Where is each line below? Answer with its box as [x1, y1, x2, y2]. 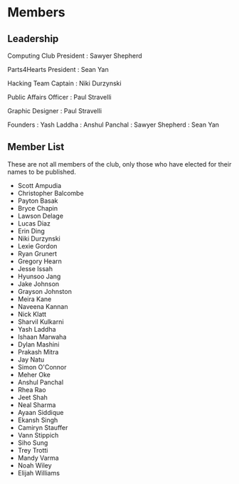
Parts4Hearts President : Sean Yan [7, 65, 109, 73]
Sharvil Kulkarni [17, 317, 64, 326]
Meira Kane [17, 295, 52, 303]
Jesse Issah [17, 264, 53, 273]
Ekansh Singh [17, 416, 58, 424]
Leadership [7, 33, 59, 45]
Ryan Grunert [17, 249, 58, 258]
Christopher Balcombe [17, 189, 84, 197]
